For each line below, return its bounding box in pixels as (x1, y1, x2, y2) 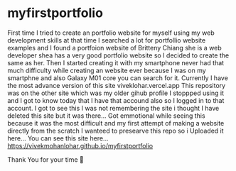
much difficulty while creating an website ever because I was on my (7, 66, 206, 75)
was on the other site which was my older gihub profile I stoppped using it (7, 89, 224, 97)
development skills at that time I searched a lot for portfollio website (7, 35, 206, 44)
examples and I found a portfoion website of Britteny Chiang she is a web (7, 43, 222, 52)
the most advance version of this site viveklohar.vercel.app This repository (7, 81, 226, 89)
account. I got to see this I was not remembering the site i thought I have (7, 104, 220, 112)
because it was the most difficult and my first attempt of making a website (7, 118, 225, 127)
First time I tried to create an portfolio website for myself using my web (7, 28, 215, 37)
